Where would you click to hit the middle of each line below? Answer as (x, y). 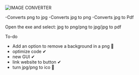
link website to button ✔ (37, 62)
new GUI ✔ (23, 57)
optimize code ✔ (29, 51)
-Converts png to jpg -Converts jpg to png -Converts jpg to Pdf (69, 17)
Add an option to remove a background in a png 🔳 (63, 46)
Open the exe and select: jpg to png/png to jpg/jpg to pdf (63, 27)
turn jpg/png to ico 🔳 (33, 67)
